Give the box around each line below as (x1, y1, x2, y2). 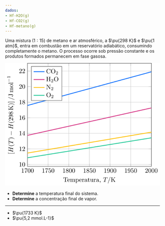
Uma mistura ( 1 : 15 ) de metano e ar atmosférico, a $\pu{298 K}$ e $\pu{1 (5, 37, 155, 44)
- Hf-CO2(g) (5, 18, 29, 23)
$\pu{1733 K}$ (12, 210, 42, 216)
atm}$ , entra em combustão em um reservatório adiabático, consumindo (5, 43, 152, 49)
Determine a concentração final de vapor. (12, 196, 97, 202)
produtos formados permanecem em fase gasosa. (5, 53, 107, 59)
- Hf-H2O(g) (5, 13, 29, 18)
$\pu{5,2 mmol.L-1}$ (12, 215, 55, 221)
